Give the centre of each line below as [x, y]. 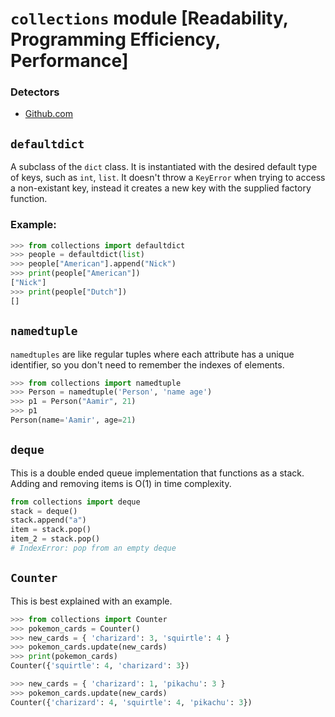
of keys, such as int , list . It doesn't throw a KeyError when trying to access [168, 178]
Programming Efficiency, [115, 39]
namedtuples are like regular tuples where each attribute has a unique [152, 354]
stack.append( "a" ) [48, 520]
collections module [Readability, [149, 18]
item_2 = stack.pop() [55, 539]
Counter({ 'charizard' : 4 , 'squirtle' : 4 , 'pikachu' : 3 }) [131, 702]
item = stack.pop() [51, 530]
